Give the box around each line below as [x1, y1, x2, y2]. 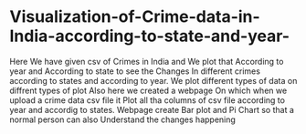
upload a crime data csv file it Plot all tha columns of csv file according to [9, 94, 286, 106]
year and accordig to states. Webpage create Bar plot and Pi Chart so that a [9, 104, 295, 115]
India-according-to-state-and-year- [9, 26, 290, 46]
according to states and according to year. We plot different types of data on [9, 75, 298, 86]
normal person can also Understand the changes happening [9, 114, 236, 125]
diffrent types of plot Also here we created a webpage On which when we [9, 85, 288, 96]
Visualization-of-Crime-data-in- [9, 6, 260, 27]
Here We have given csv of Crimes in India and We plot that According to [9, 56, 284, 67]
